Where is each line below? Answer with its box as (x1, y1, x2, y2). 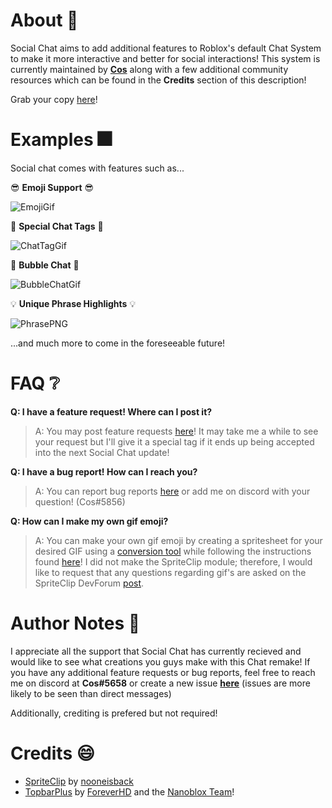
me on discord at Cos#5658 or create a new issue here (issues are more (10, 677, 311, 689)
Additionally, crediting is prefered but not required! (10, 707, 218, 719)
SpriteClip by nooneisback (24, 775, 134, 787)
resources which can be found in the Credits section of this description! (10, 74, 307, 86)
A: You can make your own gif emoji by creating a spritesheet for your (34, 534, 323, 546)
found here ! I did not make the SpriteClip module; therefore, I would (34, 555, 313, 568)
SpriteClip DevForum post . (34, 577, 145, 589)
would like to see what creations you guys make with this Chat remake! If (10, 655, 311, 668)
